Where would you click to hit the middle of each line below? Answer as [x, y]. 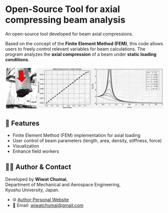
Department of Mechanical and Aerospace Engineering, [63, 184]
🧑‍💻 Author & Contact [38, 167]
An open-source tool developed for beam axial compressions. [69, 34]
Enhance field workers [36, 151]
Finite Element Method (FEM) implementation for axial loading [76, 135]
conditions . [17, 59]
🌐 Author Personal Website [41, 199]
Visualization [26, 146]
